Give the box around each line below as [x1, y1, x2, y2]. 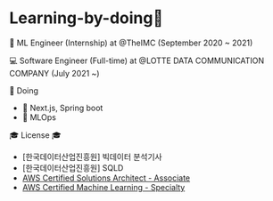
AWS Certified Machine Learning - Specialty [21, 181, 186, 192]
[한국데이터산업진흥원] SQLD [21, 162, 124, 173]
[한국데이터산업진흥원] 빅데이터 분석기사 [21, 151, 162, 162]
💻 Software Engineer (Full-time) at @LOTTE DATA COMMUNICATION [9, 55, 265, 66]
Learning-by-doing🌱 [9, 8, 163, 28]
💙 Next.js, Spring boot [21, 102, 103, 113]
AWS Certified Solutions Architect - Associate [21, 173, 191, 183]
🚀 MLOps [21, 111, 56, 123]
